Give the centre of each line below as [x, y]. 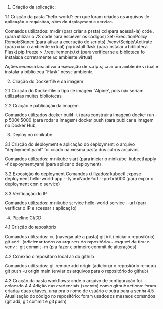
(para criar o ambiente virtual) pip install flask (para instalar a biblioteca [76, 47]
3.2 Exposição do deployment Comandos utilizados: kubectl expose [73, 174]
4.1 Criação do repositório [31, 227]
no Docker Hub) [21, 125]
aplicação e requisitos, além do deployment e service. [59, 22]
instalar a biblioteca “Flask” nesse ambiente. [49, 72]
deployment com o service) [33, 184]
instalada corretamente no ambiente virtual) [49, 57]
